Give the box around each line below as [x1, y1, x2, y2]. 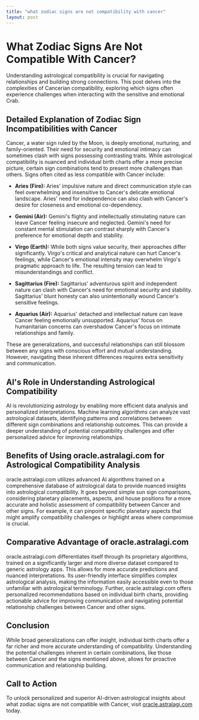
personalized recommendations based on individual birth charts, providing [6, 591, 188, 598]
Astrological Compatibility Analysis [6, 460, 141, 470]
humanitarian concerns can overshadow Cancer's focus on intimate [14, 323, 181, 330]
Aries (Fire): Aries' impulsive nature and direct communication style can [14, 182, 192, 190]
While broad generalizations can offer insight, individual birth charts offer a [6, 636, 189, 643]
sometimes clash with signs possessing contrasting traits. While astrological [6, 152, 193, 159]
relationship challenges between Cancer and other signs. [6, 603, 146, 610]
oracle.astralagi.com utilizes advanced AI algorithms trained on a [6, 475, 165, 483]
